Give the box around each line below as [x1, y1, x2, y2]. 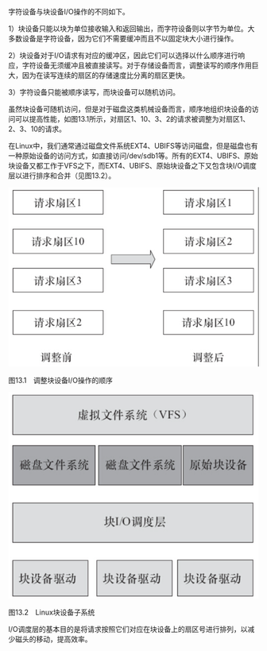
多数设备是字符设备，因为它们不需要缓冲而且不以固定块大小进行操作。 [8, 34, 238, 43]
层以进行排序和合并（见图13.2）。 [8, 171, 116, 180]
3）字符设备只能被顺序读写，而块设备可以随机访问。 [8, 87, 180, 97]
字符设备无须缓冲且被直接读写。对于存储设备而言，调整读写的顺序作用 [21, 60, 252, 70]
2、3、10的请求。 [8, 124, 66, 134]
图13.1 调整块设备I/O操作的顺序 [8, 376, 114, 386]
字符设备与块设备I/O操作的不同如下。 [8, 7, 130, 16]
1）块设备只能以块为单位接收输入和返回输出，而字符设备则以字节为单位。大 [8, 24, 255, 33]
